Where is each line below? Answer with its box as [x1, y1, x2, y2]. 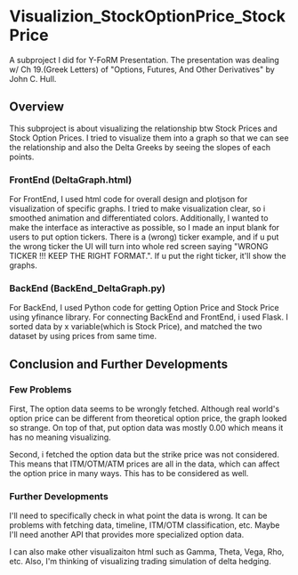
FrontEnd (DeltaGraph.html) [9, 174, 133, 186]
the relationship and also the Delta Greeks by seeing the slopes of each [9, 142, 271, 152]
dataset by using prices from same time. [9, 331, 157, 342]
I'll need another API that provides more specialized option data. [9, 530, 245, 540]
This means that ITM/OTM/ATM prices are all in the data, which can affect [9, 458, 280, 469]
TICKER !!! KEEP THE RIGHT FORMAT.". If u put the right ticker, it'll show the [9, 251, 286, 262]
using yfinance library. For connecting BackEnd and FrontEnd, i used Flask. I [9, 312, 289, 322]
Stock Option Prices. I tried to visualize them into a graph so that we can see [9, 132, 289, 143]
